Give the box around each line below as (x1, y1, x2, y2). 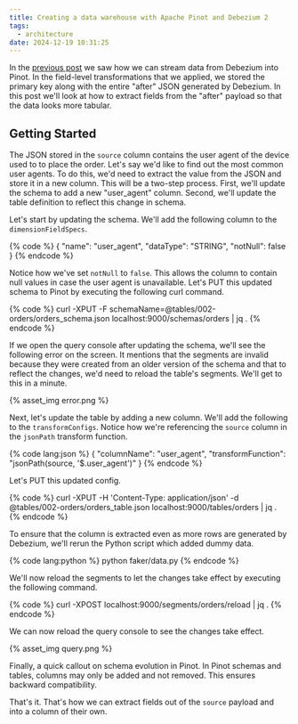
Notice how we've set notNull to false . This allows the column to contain (9, 268, 278, 279)
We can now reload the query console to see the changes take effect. (9, 626, 265, 637)
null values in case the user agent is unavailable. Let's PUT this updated (9, 277, 273, 288)
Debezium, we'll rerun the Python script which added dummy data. (9, 538, 254, 549)
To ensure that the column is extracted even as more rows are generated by (9, 529, 287, 540)
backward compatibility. (9, 679, 98, 690)
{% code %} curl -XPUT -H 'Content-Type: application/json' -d (9, 492, 239, 503)
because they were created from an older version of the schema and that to (9, 359, 286, 370)
